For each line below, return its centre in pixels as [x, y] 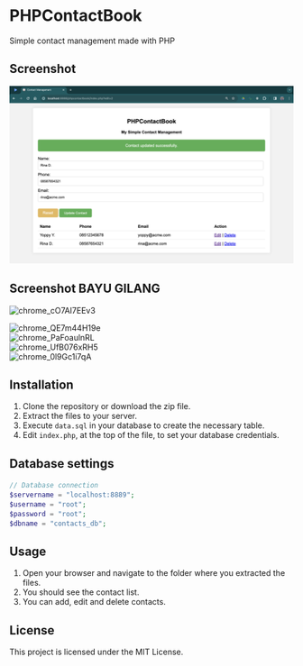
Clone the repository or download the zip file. [106, 406]
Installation [41, 384]
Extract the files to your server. [80, 416]
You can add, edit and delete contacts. [94, 602]
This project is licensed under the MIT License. [96, 652]
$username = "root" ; [48, 504]
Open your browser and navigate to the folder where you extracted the [154, 573]
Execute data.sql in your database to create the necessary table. [143, 425]
